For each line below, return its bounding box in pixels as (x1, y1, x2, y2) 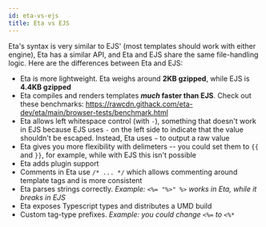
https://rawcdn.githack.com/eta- (85, 99, 194, 109)
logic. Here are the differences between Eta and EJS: (8, 58, 183, 68)
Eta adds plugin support (19, 158, 99, 168)
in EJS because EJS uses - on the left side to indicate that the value (19, 125, 244, 134)
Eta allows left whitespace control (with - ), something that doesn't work (19, 116, 256, 125)
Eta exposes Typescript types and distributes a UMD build (19, 201, 212, 210)
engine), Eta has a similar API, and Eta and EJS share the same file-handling (8, 50, 259, 59)
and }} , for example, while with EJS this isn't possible (19, 149, 197, 160)
